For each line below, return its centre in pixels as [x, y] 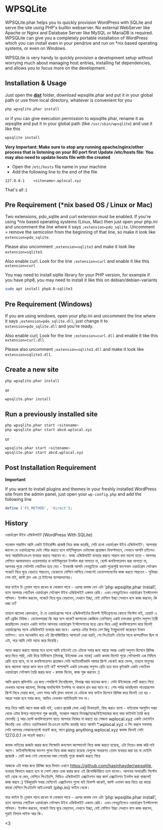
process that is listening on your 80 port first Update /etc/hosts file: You [79, 152]
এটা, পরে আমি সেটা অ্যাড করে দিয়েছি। [32, 640]
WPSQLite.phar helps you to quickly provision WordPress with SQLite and [79, 22]
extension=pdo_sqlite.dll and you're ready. [49, 326]
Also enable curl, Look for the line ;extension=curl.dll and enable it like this [81, 336]
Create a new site [32, 370]
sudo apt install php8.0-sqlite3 [39, 289]
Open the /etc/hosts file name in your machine [59, 167]
